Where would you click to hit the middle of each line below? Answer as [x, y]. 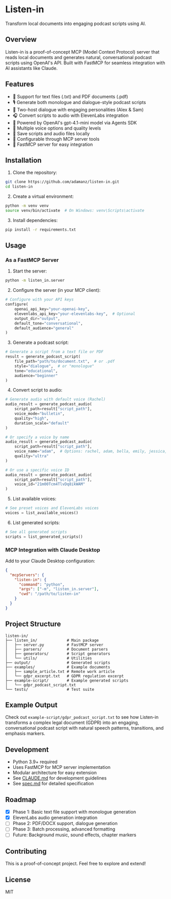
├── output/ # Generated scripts [58, 663]
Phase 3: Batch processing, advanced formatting [64, 829]
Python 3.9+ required [35, 762]
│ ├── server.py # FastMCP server [54, 645]
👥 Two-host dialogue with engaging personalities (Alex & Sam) [78, 109]
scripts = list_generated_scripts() [44, 537]
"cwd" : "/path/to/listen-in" [50, 594]
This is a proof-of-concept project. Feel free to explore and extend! [76, 864]
